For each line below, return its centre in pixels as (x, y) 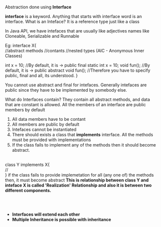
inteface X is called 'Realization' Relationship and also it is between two (78, 185)
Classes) (14, 56)
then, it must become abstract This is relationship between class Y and (77, 180)
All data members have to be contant (49, 119)
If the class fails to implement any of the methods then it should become (84, 145)
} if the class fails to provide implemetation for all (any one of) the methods (79, 175)
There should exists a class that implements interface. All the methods (82, 135)
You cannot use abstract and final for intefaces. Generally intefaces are (76, 85)
